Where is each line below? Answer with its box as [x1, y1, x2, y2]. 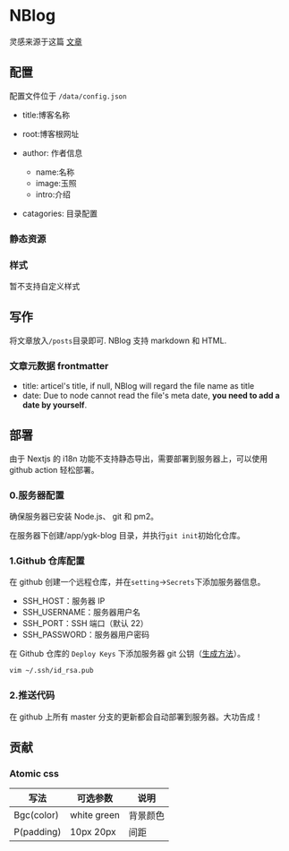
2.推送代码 [9, 689, 55, 701]
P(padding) [13, 826, 62, 838]
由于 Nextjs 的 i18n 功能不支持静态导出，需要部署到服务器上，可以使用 [9, 453, 268, 464]
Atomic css [9, 767, 60, 779]
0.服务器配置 [9, 489, 64, 502]
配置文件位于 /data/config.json [9, 90, 127, 101]
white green [70, 809, 121, 821]
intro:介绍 [35, 189, 72, 200]
